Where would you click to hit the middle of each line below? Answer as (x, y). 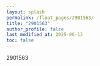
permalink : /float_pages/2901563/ (50, 18)
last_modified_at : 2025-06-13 (45, 35)
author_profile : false (35, 29)
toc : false (20, 40)
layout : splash (26, 12)
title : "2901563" (28, 23)
